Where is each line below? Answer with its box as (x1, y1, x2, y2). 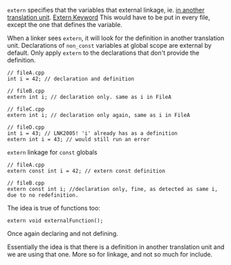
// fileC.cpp (7, 106, 45, 113)
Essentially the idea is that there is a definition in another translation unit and (7, 243, 225, 251)
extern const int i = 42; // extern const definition (7, 167, 166, 174)
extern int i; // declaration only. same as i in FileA (7, 93, 172, 100)
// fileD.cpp (7, 124, 45, 131)
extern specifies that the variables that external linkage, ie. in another (7, 6, 205, 14)
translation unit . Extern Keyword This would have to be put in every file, (7, 13, 211, 21)
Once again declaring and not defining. (7, 230, 119, 237)
